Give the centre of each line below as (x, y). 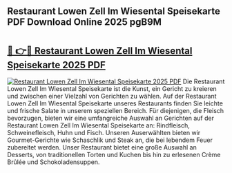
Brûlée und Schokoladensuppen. (54, 162)
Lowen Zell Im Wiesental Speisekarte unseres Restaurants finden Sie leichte (115, 103)
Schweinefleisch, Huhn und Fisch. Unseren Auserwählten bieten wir (104, 133)
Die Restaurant (204, 81)
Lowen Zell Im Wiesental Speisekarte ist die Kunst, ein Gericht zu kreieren (112, 89)
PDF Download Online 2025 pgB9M (85, 22)
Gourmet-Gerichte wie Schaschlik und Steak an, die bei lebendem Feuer (110, 140)
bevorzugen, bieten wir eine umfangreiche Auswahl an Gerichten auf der (110, 118)
